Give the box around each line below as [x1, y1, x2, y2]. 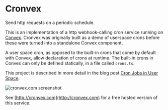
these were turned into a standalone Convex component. [5, 39, 123, 45]
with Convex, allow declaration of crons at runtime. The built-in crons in [5, 54, 153, 60]
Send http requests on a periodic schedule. [5, 19, 95, 25]
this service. [5, 99, 31, 105]
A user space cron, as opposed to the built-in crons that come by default [5, 49, 156, 55]
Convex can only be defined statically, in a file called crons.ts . [5, 60, 135, 66]
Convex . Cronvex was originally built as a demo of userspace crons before [5, 34, 160, 40]
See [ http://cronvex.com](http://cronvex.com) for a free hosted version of [5, 94, 158, 100]
